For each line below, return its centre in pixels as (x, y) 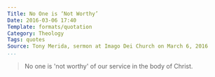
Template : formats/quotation (50, 27)
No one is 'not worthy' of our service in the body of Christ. (109, 66)
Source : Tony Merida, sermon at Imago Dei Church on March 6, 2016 (108, 46)
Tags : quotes (26, 40)
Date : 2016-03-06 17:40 (42, 20)
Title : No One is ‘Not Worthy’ (53, 14)
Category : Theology (36, 33)
